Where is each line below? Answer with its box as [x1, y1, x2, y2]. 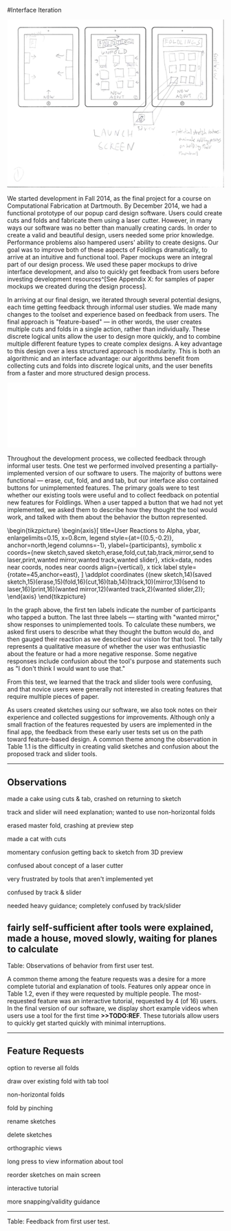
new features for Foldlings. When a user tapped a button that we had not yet [7, 498, 223, 506]
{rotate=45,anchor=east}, [7, 571, 80, 579]
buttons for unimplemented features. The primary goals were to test [7, 484, 199, 492]
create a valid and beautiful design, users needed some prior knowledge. [7, 231, 214, 239]
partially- [192, 462, 219, 470]
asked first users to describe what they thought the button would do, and [7, 628, 214, 636]
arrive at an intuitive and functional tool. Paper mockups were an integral [7, 253, 213, 262]
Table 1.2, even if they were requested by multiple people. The [7, 989, 184, 998]
